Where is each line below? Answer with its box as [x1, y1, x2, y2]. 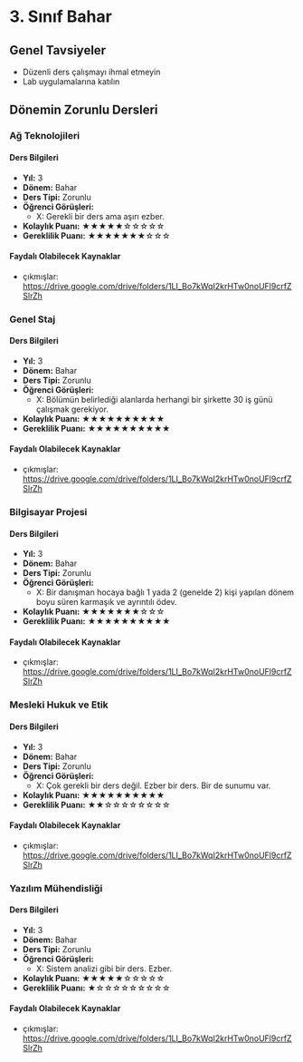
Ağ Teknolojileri [9, 130, 80, 142]
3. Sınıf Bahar [9, 6, 113, 27]
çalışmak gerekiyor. [35, 404, 109, 414]
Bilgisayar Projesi [9, 505, 88, 518]
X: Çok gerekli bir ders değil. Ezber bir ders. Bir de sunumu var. [35, 780, 271, 791]
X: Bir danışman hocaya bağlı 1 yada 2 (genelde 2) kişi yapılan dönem [35, 587, 295, 598]
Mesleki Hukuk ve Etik [9, 698, 109, 711]
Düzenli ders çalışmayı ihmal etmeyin [22, 66, 161, 77]
